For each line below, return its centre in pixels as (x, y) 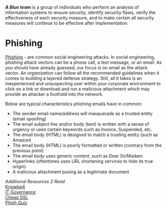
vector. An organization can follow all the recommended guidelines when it (82, 73)
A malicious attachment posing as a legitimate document (71, 172)
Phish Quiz (16, 203)
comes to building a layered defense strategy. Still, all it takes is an (73, 78)
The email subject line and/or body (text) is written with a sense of (81, 124)
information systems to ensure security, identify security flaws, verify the (80, 12)
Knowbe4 (15, 187)
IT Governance (20, 192)
